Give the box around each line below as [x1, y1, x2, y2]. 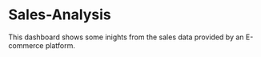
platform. [45, 40, 76, 50]
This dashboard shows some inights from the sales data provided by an [8, 32, 244, 42]
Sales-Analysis [8, 6, 111, 24]
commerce [8, 40, 44, 50]
